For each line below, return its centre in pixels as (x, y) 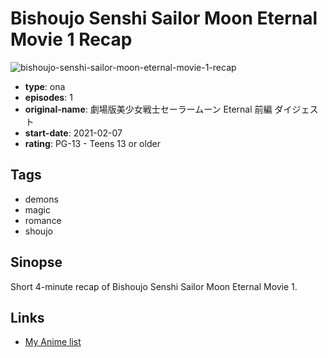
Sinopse (36, 262)
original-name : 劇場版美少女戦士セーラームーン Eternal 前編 (148, 109)
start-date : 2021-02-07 (73, 133)
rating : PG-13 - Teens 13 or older (92, 143)
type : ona (45, 86)
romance (43, 220)
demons (41, 199)
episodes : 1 (48, 97)
